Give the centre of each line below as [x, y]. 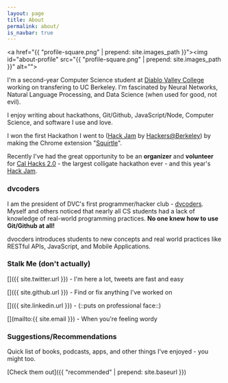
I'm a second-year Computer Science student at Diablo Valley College [105, 80]
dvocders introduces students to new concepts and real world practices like [114, 239]
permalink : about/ [33, 26]
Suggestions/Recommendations [62, 336]
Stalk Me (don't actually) [49, 264]
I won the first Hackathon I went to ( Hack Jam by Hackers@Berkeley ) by [109, 136]
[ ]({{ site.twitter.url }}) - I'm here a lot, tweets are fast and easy [96, 279]
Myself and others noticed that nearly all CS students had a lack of [101, 211]
